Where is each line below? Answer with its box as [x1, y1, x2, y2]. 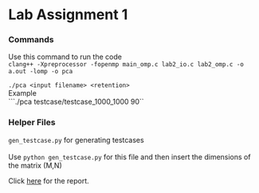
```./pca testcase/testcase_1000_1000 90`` [8, 97, 145, 107]
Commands [8, 34, 54, 45]
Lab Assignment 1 [8, 6, 128, 24]
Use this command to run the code [8, 52, 122, 61]
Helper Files [8, 117, 56, 128]
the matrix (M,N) [8, 160, 62, 170]
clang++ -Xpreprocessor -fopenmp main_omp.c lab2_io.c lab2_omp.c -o [8, 61, 245, 69]
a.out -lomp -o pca [8, 68, 73, 76]
